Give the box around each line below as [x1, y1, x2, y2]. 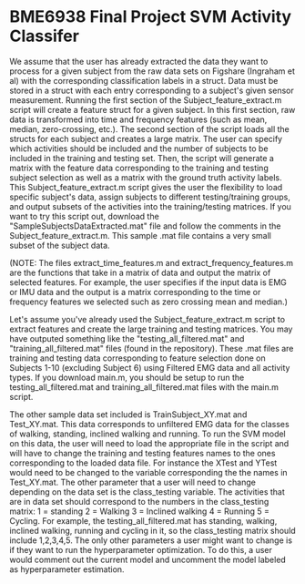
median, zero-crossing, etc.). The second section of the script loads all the [9, 123, 290, 134]
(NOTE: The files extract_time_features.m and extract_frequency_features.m [9, 257, 294, 268]
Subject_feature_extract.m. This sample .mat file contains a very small [9, 230, 271, 241]
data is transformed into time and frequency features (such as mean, [9, 114, 268, 125]
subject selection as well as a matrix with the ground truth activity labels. [9, 171, 282, 183]
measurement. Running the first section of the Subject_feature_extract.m [9, 94, 282, 106]
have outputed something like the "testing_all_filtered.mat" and [9, 333, 245, 343]
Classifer [9, 26, 80, 46]
